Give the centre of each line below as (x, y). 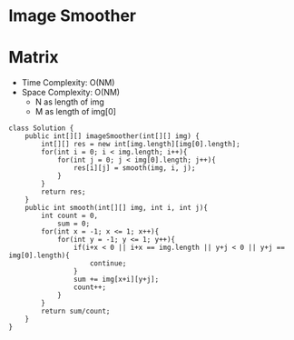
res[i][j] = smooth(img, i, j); (134, 168)
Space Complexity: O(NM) (70, 93)
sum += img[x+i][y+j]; (116, 280)
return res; (64, 192)
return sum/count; (76, 311)
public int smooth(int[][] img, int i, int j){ (116, 208)
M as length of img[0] (76, 112)
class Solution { (41, 128)
